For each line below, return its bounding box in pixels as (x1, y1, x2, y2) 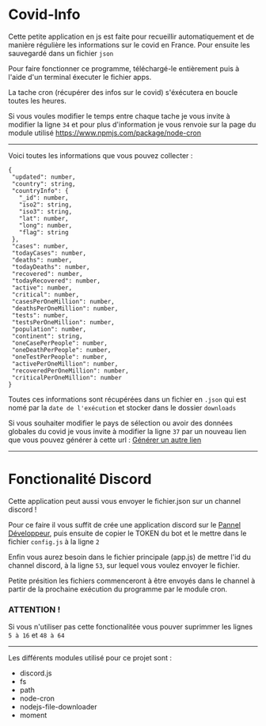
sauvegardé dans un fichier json (8, 48, 114, 58)
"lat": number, (18, 214, 69, 222)
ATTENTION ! (8, 603, 61, 614)
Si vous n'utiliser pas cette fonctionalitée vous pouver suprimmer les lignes (8, 622, 253, 632)
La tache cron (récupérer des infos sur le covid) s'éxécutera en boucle (8, 87, 238, 96)
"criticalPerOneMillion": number (11, 373, 123, 381)
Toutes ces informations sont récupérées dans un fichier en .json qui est (8, 394, 247, 404)
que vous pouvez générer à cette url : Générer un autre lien (8, 435, 202, 444)
